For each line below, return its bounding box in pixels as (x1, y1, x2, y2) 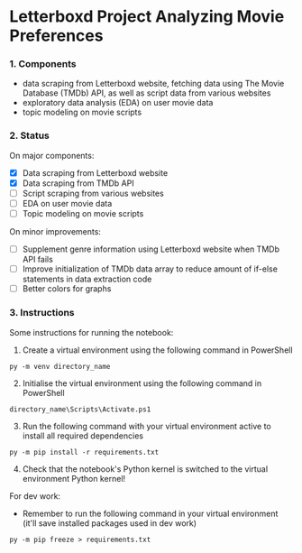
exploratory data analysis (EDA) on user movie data (22, 97, 214, 108)
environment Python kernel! (22, 473, 126, 484)
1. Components (9, 58, 77, 70)
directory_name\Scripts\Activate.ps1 (9, 404, 151, 414)
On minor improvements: (9, 226, 102, 237)
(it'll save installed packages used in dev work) (22, 517, 197, 529)
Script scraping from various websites (22, 188, 164, 198)
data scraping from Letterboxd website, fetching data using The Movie (22, 78, 285, 89)
